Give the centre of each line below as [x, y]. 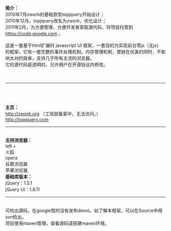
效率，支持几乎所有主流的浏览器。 [59, 58]
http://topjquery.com [27, 119]
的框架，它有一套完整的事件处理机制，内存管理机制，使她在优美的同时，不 [83, 52]
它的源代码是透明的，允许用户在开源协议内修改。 [56, 64]
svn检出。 [16, 217]
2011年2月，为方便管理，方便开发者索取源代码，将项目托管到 [69, 27]
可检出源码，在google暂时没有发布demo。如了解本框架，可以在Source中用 [84, 211]
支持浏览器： [19, 140]
